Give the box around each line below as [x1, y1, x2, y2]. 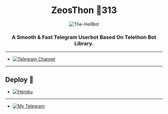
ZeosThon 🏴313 [50, 5, 117, 16]
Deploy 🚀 [5, 75, 34, 84]
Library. [74, 40, 94, 47]
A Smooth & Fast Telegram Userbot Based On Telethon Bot [11, 34, 156, 41]
